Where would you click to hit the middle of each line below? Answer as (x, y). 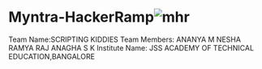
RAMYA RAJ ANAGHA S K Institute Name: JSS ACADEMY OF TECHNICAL (131, 47)
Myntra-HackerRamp (81, 17)
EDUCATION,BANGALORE (52, 56)
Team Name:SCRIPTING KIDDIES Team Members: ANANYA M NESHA (125, 39)
